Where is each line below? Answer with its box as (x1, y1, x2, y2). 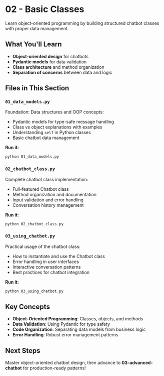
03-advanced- (121, 360, 153, 366)
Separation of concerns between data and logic (12, 69, 112, 75)
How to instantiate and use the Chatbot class (12, 253, 105, 259)
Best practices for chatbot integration (12, 269, 90, 275)
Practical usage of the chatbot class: (5, 243, 81, 249)
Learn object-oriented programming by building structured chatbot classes (5, 20, 159, 26)
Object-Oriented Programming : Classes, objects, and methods (12, 316, 143, 322)
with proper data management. (5, 25, 69, 31)
